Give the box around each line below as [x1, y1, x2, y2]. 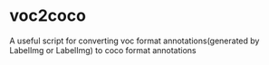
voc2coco [9, 5, 86, 26]
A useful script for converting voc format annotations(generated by [9, 35, 260, 46]
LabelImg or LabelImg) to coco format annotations [9, 44, 197, 55]
